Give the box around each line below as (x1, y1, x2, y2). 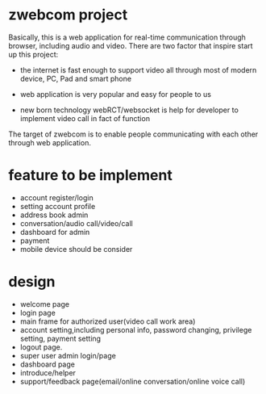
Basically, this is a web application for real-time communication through (8, 32, 246, 42)
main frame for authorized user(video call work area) (19, 316, 196, 326)
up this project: (8, 49, 59, 59)
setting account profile (19, 201, 96, 211)
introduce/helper (19, 367, 77, 377)
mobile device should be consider (19, 244, 133, 254)
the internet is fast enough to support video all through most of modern (19, 65, 257, 74)
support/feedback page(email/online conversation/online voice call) (19, 376, 246, 386)
